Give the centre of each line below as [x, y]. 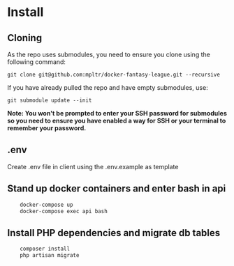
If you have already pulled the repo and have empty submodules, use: [108, 87]
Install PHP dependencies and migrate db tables [114, 233]
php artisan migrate [50, 256]
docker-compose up [46, 205]
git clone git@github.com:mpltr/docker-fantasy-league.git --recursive [114, 75]
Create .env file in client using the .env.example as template [93, 166]
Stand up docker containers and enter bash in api [117, 189]
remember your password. [47, 128]
